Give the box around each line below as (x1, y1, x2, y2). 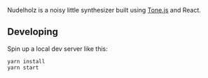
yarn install (7, 58, 46, 65)
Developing (7, 26, 58, 38)
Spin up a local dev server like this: (7, 45, 109, 53)
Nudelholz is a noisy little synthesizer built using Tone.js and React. (7, 6, 202, 14)
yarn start (7, 64, 39, 71)
